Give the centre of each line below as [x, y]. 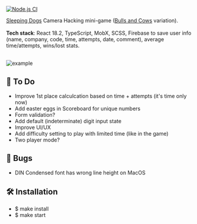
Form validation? [35, 114]
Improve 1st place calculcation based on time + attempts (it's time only [101, 96]
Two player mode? [37, 140]
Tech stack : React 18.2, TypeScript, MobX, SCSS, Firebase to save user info [99, 33]
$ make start [30, 215]
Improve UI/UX [33, 127]
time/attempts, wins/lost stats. [43, 45]
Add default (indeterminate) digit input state [68, 121]
